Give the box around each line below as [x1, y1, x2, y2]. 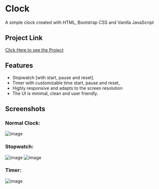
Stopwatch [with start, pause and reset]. [12, 74, 95, 80]
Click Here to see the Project [5, 47, 64, 53]
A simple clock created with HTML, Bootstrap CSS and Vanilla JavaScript [5, 19, 155, 25]
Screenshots [5, 105, 46, 113]
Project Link [5, 34, 43, 42]
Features [5, 62, 33, 70]
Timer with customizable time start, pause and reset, [12, 80, 120, 86]
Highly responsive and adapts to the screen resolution [12, 85, 123, 91]
